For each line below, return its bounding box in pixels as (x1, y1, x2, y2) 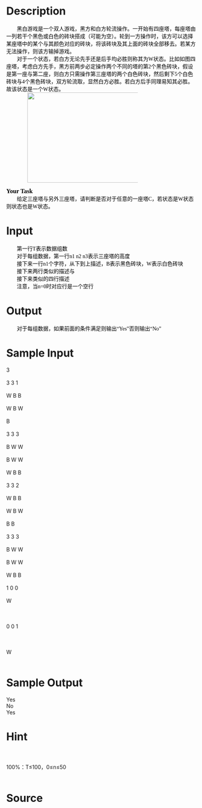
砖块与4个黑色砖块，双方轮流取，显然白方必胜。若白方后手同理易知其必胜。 (6, 78, 194, 85)
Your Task (6, 187, 33, 194)
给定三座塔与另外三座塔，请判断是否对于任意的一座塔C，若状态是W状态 (17, 196, 194, 202)
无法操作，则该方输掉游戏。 (6, 48, 75, 55)
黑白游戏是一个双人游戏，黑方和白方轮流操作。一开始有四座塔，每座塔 (17, 25, 191, 32)
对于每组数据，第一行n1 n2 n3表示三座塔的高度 (17, 253, 130, 259)
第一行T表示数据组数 (17, 246, 68, 252)
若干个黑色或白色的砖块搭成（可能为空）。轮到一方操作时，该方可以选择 (16, 33, 194, 40)
